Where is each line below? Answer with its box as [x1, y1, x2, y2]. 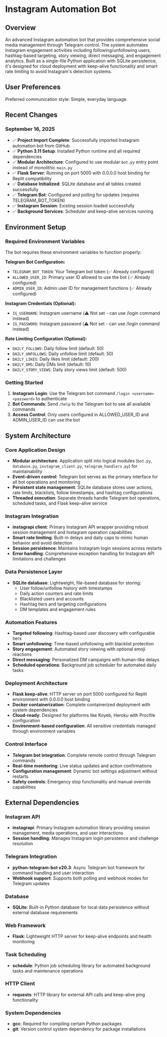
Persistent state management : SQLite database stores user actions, [12, 485, 153, 491]
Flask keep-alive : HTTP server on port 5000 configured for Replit [12, 691, 148, 697]
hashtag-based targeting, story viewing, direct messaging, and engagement [5, 52, 161, 58]
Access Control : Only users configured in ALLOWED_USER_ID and [12, 412, 149, 418]
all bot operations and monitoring [12, 479, 81, 485]
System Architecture [5, 431, 71, 440]
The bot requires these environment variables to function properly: [5, 249, 142, 255]
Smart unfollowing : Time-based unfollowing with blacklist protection [12, 641, 154, 647]
